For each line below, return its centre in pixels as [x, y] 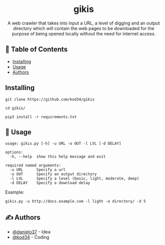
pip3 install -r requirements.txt [41, 117]
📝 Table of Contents [36, 49]
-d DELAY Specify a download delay [50, 183]
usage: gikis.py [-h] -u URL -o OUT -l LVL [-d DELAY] [63, 143]
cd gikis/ [15, 108]
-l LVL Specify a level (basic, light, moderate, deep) [75, 178]
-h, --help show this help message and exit [58, 157]
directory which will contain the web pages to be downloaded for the [84, 28]
